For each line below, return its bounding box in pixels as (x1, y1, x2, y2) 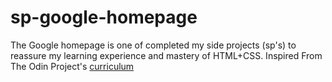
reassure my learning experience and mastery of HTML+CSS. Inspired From (10, 49, 323, 61)
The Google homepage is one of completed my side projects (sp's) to (10, 39, 297, 51)
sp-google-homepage (10, 6, 198, 29)
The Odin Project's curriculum (10, 60, 135, 72)
